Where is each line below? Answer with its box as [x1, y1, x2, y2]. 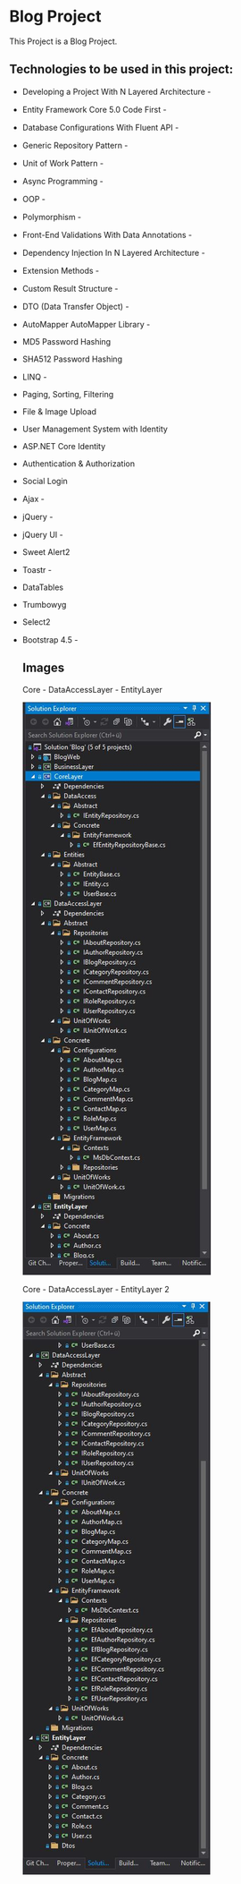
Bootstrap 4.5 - [21, 634, 79, 645]
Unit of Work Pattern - [21, 158, 104, 168]
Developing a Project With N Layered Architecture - [21, 86, 212, 97]
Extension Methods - [21, 265, 100, 276]
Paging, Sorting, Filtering [21, 388, 114, 399]
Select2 [21, 616, 51, 627]
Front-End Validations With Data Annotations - [21, 229, 193, 240]
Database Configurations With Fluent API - [21, 122, 179, 132]
